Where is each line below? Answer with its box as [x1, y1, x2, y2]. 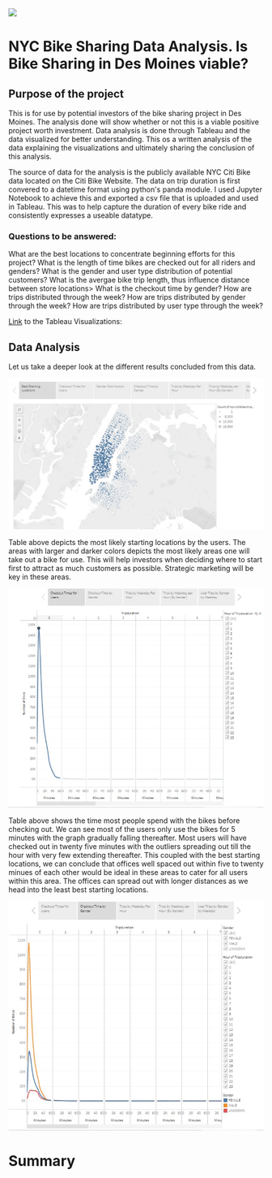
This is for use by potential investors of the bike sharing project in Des [8, 109, 242, 118]
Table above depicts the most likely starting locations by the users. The [8, 538, 246, 548]
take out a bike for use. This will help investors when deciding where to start [8, 555, 263, 565]
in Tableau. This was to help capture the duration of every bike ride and [8, 202, 247, 211]
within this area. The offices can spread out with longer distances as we [8, 877, 249, 886]
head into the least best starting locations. [8, 885, 149, 894]
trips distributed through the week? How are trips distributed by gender [8, 292, 246, 302]
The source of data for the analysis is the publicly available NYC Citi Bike [8, 167, 251, 177]
